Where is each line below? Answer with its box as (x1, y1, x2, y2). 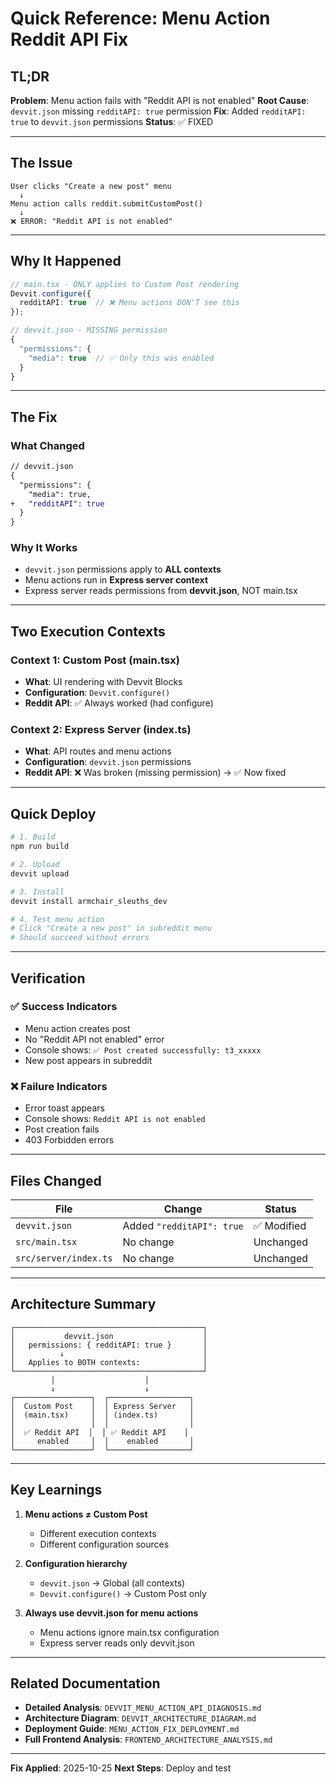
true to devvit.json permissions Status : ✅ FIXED (10, 116, 214, 127)
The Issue (10, 155, 73, 172)
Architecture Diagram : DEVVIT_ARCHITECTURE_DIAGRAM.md (24, 1712, 257, 1724)
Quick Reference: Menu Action (10, 7, 271, 30)
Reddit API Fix (10, 28, 129, 51)
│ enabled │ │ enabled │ (10, 1436, 195, 1446)
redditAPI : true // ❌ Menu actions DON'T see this (19, 298, 241, 308)
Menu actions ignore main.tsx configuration (39, 1626, 220, 1638)
